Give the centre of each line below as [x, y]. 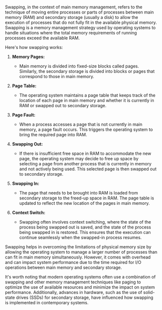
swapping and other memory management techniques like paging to [73, 282]
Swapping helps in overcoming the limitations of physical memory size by [78, 247]
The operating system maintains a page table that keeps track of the [87, 95]
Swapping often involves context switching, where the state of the [85, 222]
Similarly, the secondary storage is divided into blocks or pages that [87, 71]
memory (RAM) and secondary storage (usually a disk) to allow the [72, 17]
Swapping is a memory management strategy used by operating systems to [80, 28]
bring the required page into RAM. [53, 135]
